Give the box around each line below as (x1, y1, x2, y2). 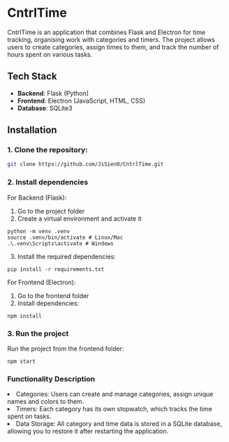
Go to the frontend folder (17, 291, 89, 300)
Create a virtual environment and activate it (17, 214, 142, 223)
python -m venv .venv (7, 228, 71, 235)
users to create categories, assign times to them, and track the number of (7, 43, 219, 51)
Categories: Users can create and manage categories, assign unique (16, 390, 214, 399)
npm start (7, 358, 36, 364)
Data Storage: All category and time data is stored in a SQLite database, (16, 420, 222, 428)
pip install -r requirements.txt (7, 265, 105, 273)
